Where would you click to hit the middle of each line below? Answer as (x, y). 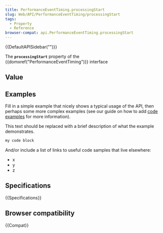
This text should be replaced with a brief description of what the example (80, 126)
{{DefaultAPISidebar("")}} (31, 47)
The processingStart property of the (42, 57)
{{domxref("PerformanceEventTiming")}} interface (57, 62)
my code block (20, 141)
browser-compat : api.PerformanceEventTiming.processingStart (69, 33)
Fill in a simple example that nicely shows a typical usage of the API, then (80, 106)
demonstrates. (20, 131)
